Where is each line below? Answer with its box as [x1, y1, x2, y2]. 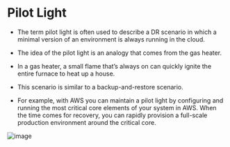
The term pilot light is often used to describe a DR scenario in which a [17, 28, 217, 36]
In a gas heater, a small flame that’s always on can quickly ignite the [17, 62, 212, 70]
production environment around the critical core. [17, 118, 156, 126]
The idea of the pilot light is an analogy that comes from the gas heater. [17, 49, 222, 57]
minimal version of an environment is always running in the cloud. [17, 35, 205, 43]
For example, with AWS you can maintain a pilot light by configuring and [17, 96, 224, 105]
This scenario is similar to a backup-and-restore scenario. [17, 83, 183, 91]
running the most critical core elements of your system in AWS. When [17, 103, 217, 112]
